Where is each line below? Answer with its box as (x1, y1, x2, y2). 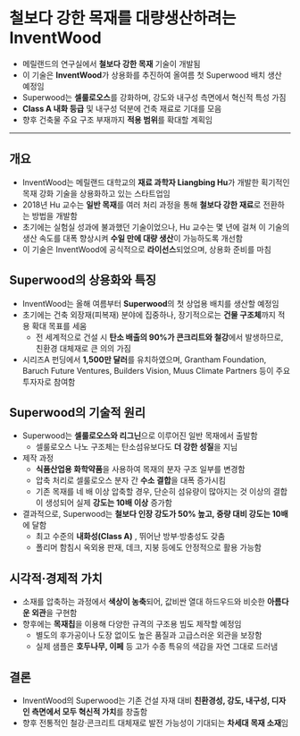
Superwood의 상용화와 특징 (9, 273, 157, 288)
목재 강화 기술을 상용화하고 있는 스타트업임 (21, 188, 171, 199)
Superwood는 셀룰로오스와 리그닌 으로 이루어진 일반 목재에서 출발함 (21, 430, 258, 441)
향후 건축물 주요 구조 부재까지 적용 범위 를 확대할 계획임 (21, 114, 212, 125)
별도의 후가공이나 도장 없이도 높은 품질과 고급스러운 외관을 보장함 (35, 630, 262, 640)
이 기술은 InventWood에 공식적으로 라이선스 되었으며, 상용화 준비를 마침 (21, 243, 272, 255)
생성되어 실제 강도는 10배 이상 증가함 (45, 497, 172, 508)
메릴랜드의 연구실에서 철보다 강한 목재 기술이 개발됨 (21, 58, 201, 69)
